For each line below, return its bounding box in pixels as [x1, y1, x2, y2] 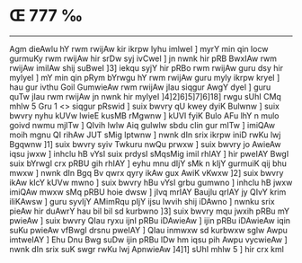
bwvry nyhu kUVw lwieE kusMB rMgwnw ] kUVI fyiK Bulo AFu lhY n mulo [9, 110, 280, 121]
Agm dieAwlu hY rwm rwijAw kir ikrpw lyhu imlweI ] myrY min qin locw [9, 43, 269, 54]
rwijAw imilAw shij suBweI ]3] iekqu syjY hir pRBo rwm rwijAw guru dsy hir [9, 62, 283, 73]
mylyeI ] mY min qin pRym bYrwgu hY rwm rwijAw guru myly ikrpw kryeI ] [9, 72, 280, 83]
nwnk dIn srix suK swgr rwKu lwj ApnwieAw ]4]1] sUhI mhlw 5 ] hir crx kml [9, 243, 285, 254]
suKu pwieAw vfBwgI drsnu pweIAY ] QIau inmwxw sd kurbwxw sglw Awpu [9, 224, 288, 235]
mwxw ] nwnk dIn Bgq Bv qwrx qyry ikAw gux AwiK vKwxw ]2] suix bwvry [9, 167, 284, 178]
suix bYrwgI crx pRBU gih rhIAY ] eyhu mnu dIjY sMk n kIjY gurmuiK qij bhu [9, 158, 288, 169]
